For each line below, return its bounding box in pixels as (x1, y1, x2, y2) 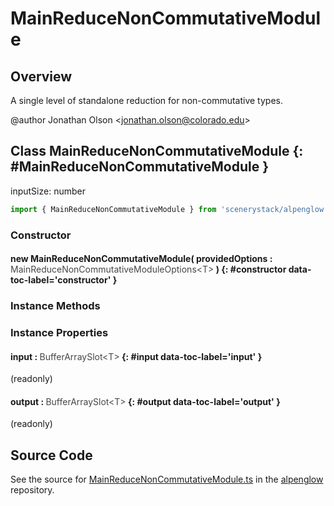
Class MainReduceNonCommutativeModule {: (10, 143, 304, 160)
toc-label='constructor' (10, 274, 112, 286)
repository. (10, 484, 55, 496)
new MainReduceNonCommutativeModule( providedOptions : (10, 253, 273, 265)
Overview (10, 68, 73, 85)
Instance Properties (10, 326, 109, 340)
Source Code (10, 447, 93, 464)
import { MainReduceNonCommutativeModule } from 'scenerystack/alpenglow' (10, 204, 329, 214)
